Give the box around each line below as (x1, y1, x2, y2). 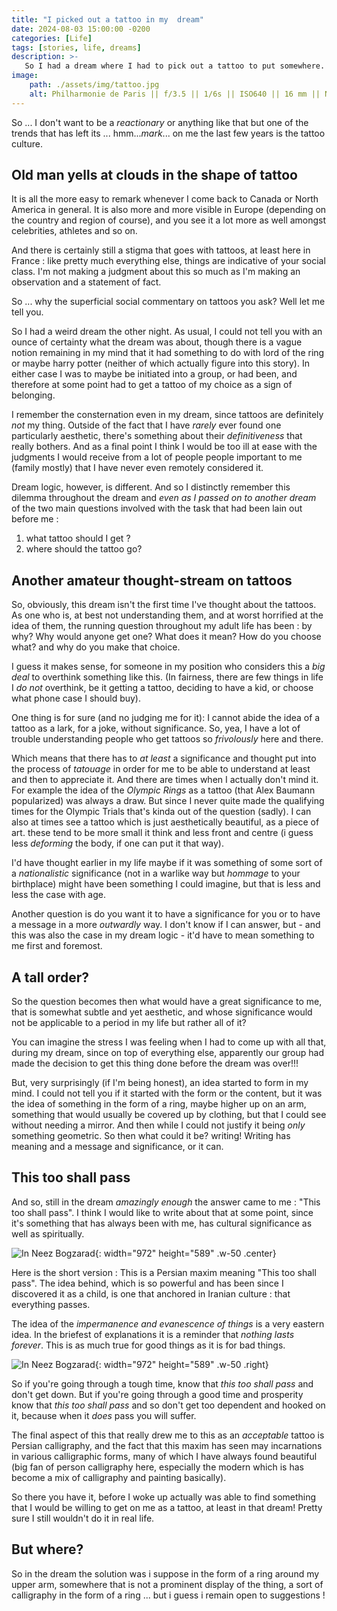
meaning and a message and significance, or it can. (11, 1141, 224, 1153)
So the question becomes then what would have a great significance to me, (11, 996, 323, 1008)
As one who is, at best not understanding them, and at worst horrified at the (11, 609, 324, 621)
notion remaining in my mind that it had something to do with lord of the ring (11, 347, 325, 359)
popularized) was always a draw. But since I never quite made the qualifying (11, 795, 325, 807)
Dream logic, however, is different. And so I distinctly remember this (11, 481, 291, 493)
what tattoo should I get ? (25, 532, 131, 545)
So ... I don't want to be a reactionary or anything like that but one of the (11, 116, 309, 128)
